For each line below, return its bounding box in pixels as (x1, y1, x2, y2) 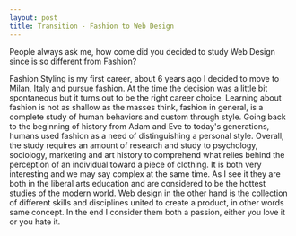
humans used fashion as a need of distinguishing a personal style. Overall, (9, 130, 284, 141)
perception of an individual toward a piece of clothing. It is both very (9, 159, 262, 170)
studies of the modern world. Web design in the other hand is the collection (9, 188, 289, 198)
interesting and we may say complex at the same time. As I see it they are (9, 168, 281, 179)
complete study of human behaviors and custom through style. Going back (9, 111, 287, 122)
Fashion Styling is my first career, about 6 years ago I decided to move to (9, 73, 280, 83)
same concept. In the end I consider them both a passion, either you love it (9, 206, 285, 217)
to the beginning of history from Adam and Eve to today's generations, (9, 120, 270, 131)
